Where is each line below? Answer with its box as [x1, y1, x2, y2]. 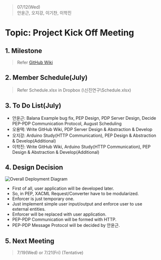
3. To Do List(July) [5, 102, 62, 110]
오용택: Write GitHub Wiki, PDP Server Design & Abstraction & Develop [12, 126, 153, 132]
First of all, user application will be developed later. [12, 186, 114, 191]
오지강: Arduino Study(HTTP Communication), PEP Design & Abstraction [12, 132, 157, 138]
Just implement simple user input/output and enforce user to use [12, 201, 143, 207]
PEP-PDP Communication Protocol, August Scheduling [12, 120, 122, 126]
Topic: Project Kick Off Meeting [5, 27, 135, 38]
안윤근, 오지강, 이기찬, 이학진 [17, 10, 72, 16]
